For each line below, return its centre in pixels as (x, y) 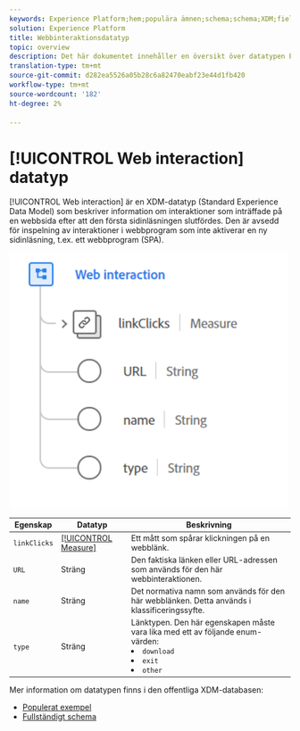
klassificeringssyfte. (168, 610)
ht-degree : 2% (36, 104)
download (158, 652)
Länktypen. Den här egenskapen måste (203, 623)
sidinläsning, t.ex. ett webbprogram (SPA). (87, 240)
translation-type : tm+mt (55, 66)
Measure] (79, 547)
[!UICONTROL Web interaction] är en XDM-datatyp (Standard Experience (144, 202)
